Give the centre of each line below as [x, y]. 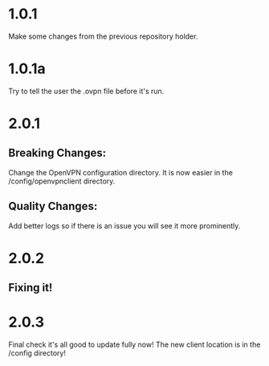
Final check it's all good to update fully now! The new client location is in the [134, 345]
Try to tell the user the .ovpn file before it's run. [86, 91]
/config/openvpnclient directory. [62, 181]
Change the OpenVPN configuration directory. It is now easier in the [120, 172]
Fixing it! [31, 288]
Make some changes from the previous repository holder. [103, 36]
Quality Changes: [53, 206]
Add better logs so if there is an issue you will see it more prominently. [124, 225]
